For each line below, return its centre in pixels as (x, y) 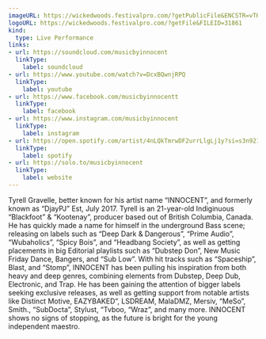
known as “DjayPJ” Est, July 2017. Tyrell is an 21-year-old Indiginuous (122, 208)
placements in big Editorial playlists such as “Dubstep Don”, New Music (124, 250)
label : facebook (49, 112)
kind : (17, 30)
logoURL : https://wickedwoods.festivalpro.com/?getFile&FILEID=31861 (125, 23)
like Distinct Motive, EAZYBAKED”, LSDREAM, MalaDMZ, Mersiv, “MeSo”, (127, 301)
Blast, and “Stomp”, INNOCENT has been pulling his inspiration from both (127, 267)
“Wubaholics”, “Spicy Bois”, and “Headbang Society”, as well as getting (124, 242)
